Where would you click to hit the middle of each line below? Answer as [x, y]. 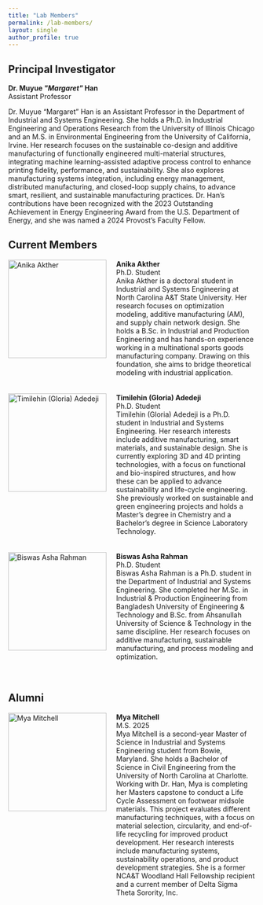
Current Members [53, 245]
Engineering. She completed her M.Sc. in [183, 590]
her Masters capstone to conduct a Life [180, 792]
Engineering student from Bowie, [169, 750]
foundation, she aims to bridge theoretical [184, 364]
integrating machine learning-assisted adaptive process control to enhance [130, 162]
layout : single [33, 30]
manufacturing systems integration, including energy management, [117, 178]
